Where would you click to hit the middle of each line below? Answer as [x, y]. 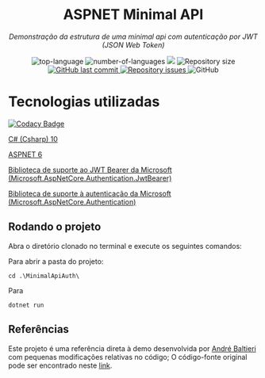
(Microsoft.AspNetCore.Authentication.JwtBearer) [90, 178]
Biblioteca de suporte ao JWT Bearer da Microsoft [90, 170]
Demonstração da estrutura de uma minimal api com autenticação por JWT [133, 36]
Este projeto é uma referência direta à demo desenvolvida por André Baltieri [132, 348]
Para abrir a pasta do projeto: [56, 261]
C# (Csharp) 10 [33, 139]
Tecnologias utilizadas [84, 102]
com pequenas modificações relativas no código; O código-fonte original [128, 357]
